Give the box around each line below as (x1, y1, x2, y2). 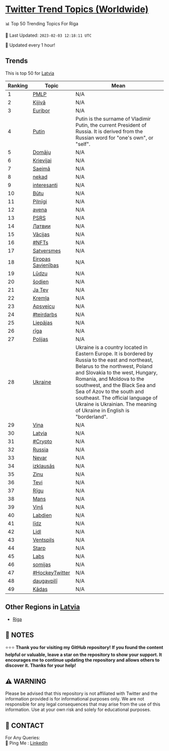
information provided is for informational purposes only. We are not (5, 696, 144, 702)
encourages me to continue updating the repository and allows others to (5, 657, 160, 663)
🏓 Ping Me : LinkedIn (5, 740, 48, 746)
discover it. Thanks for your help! (5, 663, 76, 669)
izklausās (32, 462, 55, 469)
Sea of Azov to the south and (75, 388, 144, 395)
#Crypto (32, 438, 52, 445)
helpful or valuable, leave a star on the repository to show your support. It (5, 652, 162, 658)
